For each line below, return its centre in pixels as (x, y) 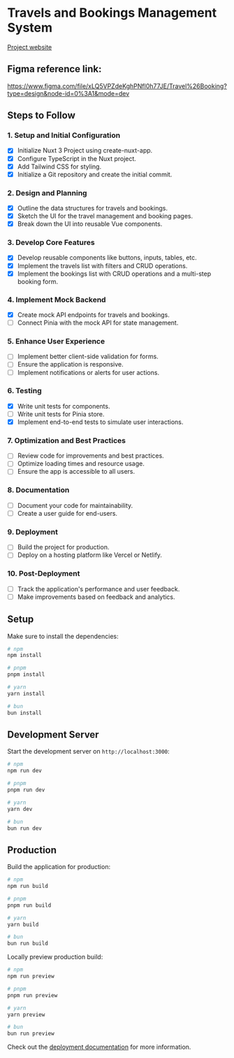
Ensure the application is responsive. (70, 365)
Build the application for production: (59, 867)
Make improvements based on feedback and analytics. (96, 597)
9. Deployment (32, 532)
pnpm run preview (32, 995)
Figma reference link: (54, 69)
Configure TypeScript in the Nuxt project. (76, 158)
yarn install (26, 693)
